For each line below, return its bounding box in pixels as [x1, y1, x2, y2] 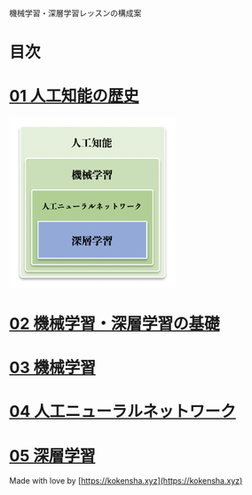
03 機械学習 [9, 358, 96, 378]
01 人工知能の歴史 [9, 86, 139, 107]
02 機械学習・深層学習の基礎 [9, 314, 220, 334]
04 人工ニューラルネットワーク [9, 402, 237, 422]
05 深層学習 [9, 445, 96, 466]
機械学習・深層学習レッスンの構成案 [9, 8, 142, 18]
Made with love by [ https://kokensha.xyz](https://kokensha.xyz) [9, 475, 243, 486]
